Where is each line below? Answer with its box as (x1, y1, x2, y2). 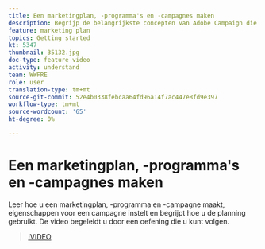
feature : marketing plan (8, 26, 90, 34)
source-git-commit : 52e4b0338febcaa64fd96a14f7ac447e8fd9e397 (8, 93, 218, 101)
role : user (8, 78, 44, 86)
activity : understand (8, 64, 80, 72)
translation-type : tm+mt (8, 85, 90, 94)
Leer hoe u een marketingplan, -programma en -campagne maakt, (8, 200, 225, 209)
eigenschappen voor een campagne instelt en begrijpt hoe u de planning (8, 208, 246, 217)
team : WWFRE (8, 71, 48, 79)
